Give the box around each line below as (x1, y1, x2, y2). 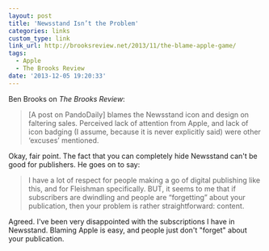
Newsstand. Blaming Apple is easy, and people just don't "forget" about (8, 225, 248, 235)
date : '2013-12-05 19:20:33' (8, 72, 107, 80)
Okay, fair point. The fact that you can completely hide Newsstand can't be (8, 151, 258, 161)
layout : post (8, 11, 53, 20)
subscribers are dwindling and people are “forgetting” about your (27, 192, 246, 202)
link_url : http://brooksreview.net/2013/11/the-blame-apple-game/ (8, 42, 237, 50)
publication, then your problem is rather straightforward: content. (27, 201, 245, 211)
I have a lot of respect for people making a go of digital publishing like (27, 175, 261, 185)
